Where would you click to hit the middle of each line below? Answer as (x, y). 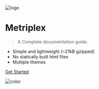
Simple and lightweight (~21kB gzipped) (53, 51)
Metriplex (25, 28)
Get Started (17, 71)
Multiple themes (29, 62)
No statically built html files (40, 56)
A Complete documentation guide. (53, 41)
